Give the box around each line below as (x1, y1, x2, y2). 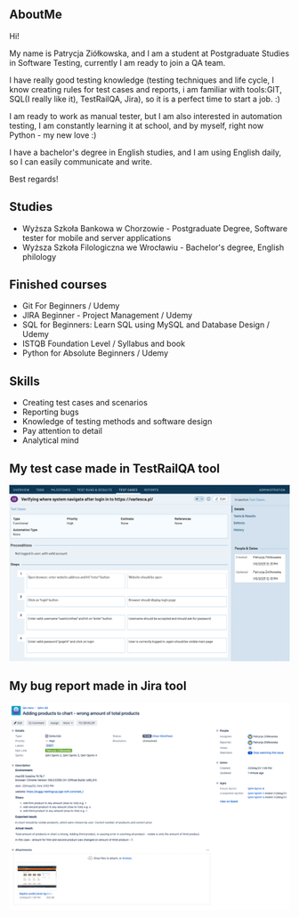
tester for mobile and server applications (21, 232, 172, 243)
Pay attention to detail (21, 426, 102, 437)
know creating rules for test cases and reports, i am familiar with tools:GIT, (9, 84, 282, 94)
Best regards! (9, 173, 59, 184)
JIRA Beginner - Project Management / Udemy (21, 310, 193, 321)
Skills (9, 374, 40, 389)
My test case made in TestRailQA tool (9, 461, 221, 476)
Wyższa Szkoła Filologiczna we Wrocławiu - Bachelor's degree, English (21, 242, 285, 253)
